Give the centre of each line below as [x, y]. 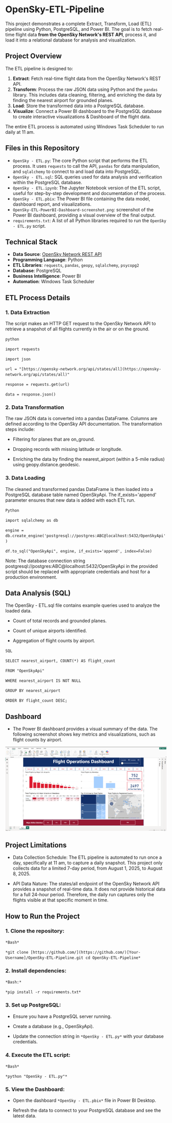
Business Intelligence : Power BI [47, 276]
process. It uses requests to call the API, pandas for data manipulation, [86, 166]
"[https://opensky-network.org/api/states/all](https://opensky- [90, 369]
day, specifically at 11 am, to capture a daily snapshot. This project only [88, 863]
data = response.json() [31, 395]
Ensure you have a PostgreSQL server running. [62, 1016]
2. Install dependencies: [36, 971]
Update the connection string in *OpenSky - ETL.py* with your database [88, 1036]
